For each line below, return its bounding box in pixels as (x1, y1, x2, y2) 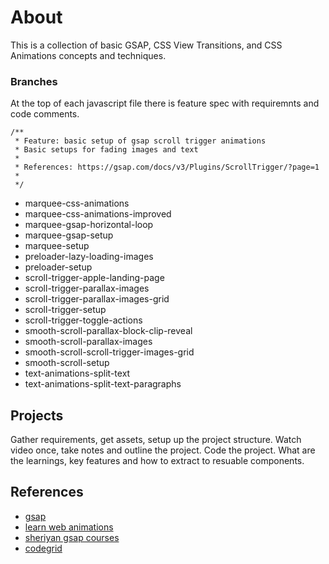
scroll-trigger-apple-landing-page (24, 272, 165, 284)
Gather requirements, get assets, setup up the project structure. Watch (10, 434, 302, 446)
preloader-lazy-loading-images (24, 251, 154, 263)
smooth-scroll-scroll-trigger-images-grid (24, 346, 195, 358)
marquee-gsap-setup (24, 229, 114, 241)
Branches (10, 74, 58, 88)
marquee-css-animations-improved (24, 208, 172, 220)
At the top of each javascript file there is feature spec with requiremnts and (10, 97, 320, 110)
